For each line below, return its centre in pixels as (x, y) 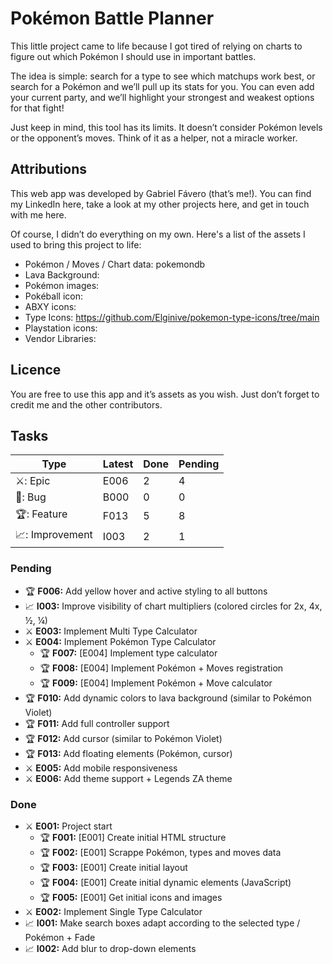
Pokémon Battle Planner (112, 18)
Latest (118, 464)
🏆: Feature (41, 514)
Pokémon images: (62, 285)
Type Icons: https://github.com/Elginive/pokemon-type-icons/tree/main (172, 317)
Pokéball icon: (53, 296)
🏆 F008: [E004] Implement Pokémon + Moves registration (161, 668)
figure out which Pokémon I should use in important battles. (133, 56)
